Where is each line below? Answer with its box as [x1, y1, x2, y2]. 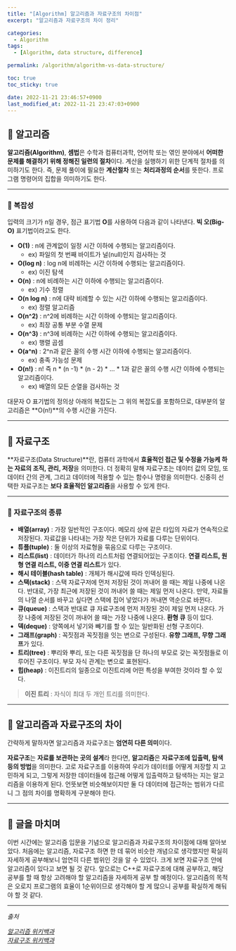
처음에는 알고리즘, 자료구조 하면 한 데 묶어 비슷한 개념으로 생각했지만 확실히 [22, 847, 228, 855]
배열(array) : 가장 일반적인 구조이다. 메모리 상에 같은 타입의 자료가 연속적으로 [17, 525, 229, 534]
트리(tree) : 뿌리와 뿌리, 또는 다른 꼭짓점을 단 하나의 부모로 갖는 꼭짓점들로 [17, 648, 221, 657]
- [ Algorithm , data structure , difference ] [13, 49, 143, 56]
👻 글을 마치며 [7, 818, 61, 830]
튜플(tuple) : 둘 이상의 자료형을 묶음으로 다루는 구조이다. [17, 543, 173, 551]
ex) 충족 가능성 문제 [27, 356, 83, 365]
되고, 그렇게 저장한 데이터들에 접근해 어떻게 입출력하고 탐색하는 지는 [25, 771, 212, 780]
